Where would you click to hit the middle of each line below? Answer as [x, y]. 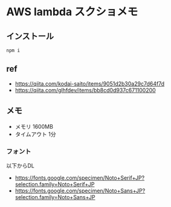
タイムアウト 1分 [35, 134]
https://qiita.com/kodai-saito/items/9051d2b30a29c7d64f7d [90, 83]
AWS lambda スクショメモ [72, 12]
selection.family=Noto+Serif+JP [55, 184]
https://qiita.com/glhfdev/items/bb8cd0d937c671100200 [85, 90]
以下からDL [21, 165]
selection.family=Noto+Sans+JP [55, 197]
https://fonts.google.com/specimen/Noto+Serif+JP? [80, 178]
